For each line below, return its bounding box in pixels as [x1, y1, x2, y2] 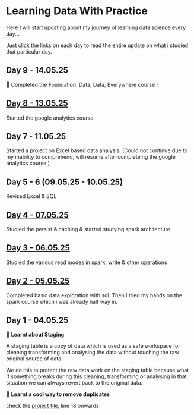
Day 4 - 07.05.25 [6, 210, 69, 220]
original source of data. [6, 355, 63, 362]
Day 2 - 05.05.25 [6, 276, 70, 286]
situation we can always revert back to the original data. [6, 379, 143, 386]
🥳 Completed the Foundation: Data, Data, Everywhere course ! [6, 81, 158, 88]
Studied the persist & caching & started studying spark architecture [6, 226, 171, 232]
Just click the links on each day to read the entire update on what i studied [6, 42, 189, 49]
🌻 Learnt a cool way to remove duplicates [6, 391, 110, 398]
